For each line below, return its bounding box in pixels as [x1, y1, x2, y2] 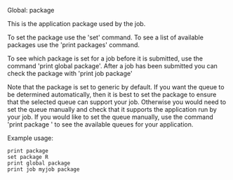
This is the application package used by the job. [7, 20, 146, 27]
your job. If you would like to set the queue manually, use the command [7, 112, 214, 121]
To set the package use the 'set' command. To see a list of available [7, 33, 204, 41]
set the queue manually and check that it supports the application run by [7, 105, 218, 113]
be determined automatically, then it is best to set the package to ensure [7, 91, 217, 98]
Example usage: [7, 134, 54, 142]
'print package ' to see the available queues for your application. [7, 120, 194, 129]
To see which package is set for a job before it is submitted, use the [7, 54, 204, 63]
